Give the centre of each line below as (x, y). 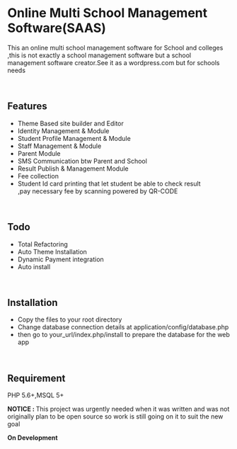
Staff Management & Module (59, 146)
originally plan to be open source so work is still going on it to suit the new (115, 416)
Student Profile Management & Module (74, 138)
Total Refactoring (43, 244)
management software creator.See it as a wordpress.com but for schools (114, 62)
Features (27, 107)
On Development (33, 438)
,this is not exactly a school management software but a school (99, 55)
